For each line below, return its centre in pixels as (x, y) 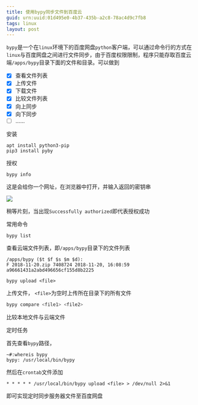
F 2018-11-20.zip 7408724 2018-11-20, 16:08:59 (68, 265)
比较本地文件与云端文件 (36, 317)
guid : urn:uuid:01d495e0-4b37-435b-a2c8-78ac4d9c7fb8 (76, 18)
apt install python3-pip (38, 145)
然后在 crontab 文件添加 (35, 372)
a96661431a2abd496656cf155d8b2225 (50, 270)
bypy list (19, 236)
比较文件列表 (31, 98)
